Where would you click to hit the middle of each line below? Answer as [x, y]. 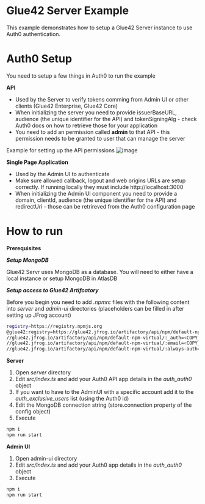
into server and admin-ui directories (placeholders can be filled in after [95, 308]
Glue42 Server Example [68, 11]
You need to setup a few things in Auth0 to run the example [81, 76]
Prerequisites [24, 248]
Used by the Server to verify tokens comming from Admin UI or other [102, 99]
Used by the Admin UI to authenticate [62, 174]
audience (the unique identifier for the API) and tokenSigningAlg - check [106, 119]
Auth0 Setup [39, 59]
